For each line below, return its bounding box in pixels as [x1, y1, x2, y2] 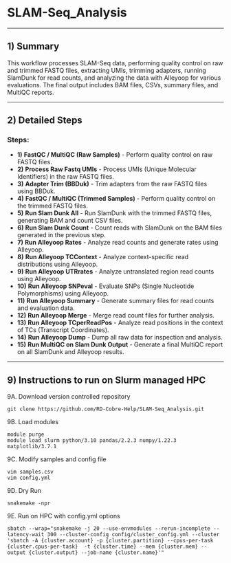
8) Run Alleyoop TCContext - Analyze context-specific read [16, 253, 189, 261]
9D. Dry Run [7, 487, 42, 495]
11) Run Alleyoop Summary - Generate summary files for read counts [16, 297, 214, 305]
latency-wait [7, 531, 45, 538]
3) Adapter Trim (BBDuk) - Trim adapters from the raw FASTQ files [16, 180, 208, 188]
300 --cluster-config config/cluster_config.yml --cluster [47, 531, 220, 538]
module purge [7, 431, 45, 438]
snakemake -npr [7, 500, 51, 507]
